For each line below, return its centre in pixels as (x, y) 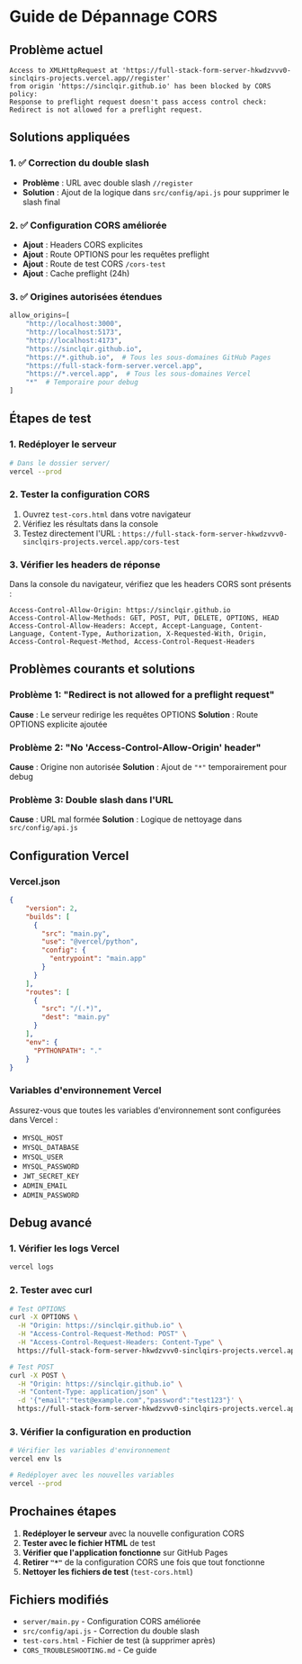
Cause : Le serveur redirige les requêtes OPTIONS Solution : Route (134, 714)
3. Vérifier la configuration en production (100, 1432)
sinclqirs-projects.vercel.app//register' (90, 78)
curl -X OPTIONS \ (44, 1317)
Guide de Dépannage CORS (114, 17)
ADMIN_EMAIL (44, 1186)
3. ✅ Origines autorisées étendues (86, 296)
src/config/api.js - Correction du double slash (111, 1631)
